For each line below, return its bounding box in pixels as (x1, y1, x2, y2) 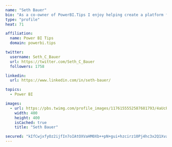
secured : (5, 134, 24, 139)
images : (5, 101, 22, 106)
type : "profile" (5, 17, 40, 22)
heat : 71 (5, 21, 24, 27)
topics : (5, 87, 22, 92)
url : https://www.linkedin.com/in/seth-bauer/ (10, 78, 111, 83)
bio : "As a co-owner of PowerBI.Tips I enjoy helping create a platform (5, 12, 164, 17)
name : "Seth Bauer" (5, 7, 47, 13)
